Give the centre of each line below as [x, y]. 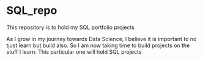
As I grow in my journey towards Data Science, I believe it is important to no [102, 39]
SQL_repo [32, 11]
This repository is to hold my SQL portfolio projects [70, 27]
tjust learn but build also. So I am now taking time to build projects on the [98, 45]
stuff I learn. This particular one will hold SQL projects [74, 51]
